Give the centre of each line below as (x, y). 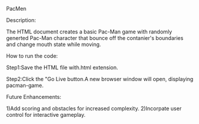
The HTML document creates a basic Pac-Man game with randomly (89, 32)
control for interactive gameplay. (46, 115)
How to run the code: (32, 56)
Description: (21, 20)
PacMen (16, 9)
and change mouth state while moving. (54, 44)
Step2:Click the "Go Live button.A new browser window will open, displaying (100, 79)
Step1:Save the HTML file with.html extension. (62, 67)
